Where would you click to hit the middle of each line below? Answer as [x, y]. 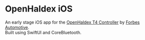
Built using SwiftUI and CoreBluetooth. [43, 32]
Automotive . [17, 27]
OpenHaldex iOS [39, 9]
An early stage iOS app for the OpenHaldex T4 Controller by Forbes [72, 22]
